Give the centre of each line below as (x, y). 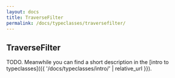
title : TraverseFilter (35, 18)
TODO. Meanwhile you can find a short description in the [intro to (87, 62)
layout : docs (23, 12)
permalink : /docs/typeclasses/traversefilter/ (66, 23)
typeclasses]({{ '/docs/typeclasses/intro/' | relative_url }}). (79, 69)
